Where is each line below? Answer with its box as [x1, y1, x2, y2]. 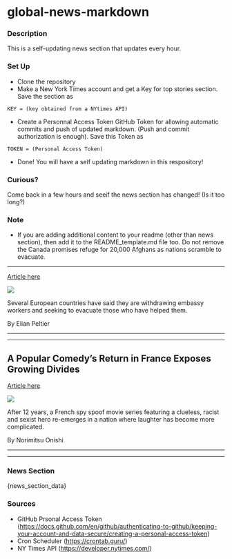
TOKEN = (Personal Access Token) [7, 146, 104, 153]
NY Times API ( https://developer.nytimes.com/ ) [17, 544, 152, 552]
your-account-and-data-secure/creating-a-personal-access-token [17, 529, 208, 538]
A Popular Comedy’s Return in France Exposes [7, 353, 212, 364]
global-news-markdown [7, 4, 150, 20]
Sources [7, 499, 36, 509]
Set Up [7, 61, 30, 71]
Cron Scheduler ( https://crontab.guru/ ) [17, 536, 128, 545]
